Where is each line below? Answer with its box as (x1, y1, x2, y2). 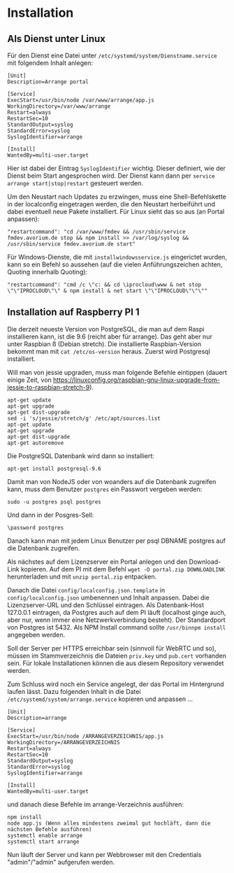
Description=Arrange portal (7, 78, 89, 85)
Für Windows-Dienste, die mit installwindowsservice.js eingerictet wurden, (7, 253, 227, 261)
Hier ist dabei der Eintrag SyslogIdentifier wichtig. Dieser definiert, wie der (7, 164, 226, 172)
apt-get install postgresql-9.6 (7, 465, 101, 472)
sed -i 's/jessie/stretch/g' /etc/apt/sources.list (7, 415, 161, 422)
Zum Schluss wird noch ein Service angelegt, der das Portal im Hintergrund (7, 680, 225, 688)
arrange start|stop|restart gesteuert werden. (7, 179, 143, 187)
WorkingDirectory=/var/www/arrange (7, 103, 111, 110)
